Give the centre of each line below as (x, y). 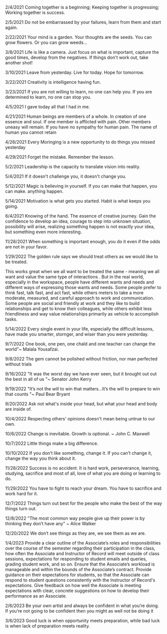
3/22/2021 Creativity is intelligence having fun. (53, 82)
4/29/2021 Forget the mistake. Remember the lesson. (60, 157)
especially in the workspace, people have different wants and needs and (80, 282)
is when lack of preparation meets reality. (48, 626)
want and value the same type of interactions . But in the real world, (75, 277)
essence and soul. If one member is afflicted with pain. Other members (78, 122)
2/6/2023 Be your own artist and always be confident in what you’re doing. (82, 606)
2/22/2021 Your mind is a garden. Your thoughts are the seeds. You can (79, 37)
